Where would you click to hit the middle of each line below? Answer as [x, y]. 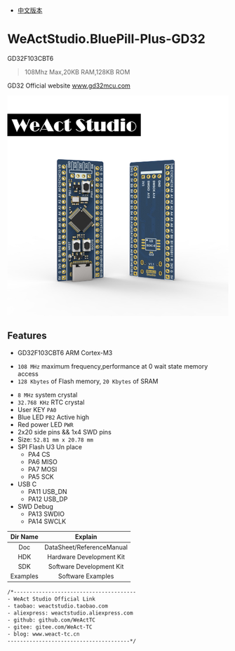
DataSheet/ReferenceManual [86, 547]
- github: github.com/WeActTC [52, 620]
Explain [86, 537]
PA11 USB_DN [48, 491]
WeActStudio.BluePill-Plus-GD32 [106, 39]
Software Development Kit [86, 567]
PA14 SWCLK [47, 521]
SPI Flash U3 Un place [50, 446]
